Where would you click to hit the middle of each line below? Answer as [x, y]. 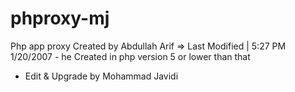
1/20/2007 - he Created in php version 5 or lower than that [130, 56]
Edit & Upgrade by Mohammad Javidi [101, 76]
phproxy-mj [60, 18]
